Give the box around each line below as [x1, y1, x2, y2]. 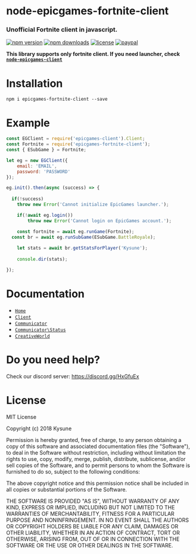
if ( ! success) [11, 196, 44, 202]
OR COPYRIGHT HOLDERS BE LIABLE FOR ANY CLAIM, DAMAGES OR [6, 522, 179, 530]
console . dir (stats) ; [17, 256, 68, 263]
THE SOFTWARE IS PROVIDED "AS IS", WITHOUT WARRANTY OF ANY [6, 497, 180, 505]
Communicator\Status [14, 326, 66, 333]
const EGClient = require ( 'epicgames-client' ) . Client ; [6, 136, 145, 142]
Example [6, 116, 50, 129]
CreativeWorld [14, 333, 50, 339]
